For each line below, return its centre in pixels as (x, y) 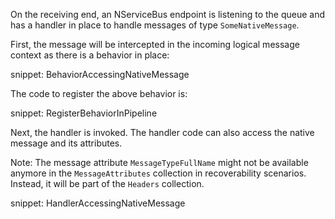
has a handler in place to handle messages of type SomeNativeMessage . (155, 25)
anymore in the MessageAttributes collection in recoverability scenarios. (158, 173)
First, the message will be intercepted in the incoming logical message (155, 44)
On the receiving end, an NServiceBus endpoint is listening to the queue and (168, 14)
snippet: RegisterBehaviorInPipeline (84, 113)
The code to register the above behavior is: (99, 93)
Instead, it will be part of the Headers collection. (107, 183)
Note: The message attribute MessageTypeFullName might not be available (159, 162)
